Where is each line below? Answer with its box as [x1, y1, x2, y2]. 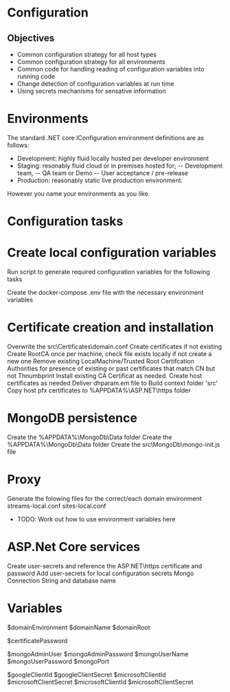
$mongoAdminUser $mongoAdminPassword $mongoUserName [7, 649, 189, 658]
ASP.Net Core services [7, 539, 141, 555]
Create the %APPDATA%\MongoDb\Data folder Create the [7, 433, 172, 441]
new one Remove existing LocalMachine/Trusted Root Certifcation [7, 357, 194, 365]
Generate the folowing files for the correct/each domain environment [7, 494, 203, 502]
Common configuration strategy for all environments [16, 58, 166, 66]
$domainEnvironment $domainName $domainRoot [7, 623, 150, 632]
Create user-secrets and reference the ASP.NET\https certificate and [7, 561, 203, 570]
